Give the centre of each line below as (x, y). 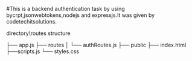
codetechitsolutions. (32, 21)
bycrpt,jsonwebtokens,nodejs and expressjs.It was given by (81, 15)
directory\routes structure (38, 33)
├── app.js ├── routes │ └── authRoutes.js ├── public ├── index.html (96, 45)
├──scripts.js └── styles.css (43, 51)
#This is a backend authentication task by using (66, 9)
